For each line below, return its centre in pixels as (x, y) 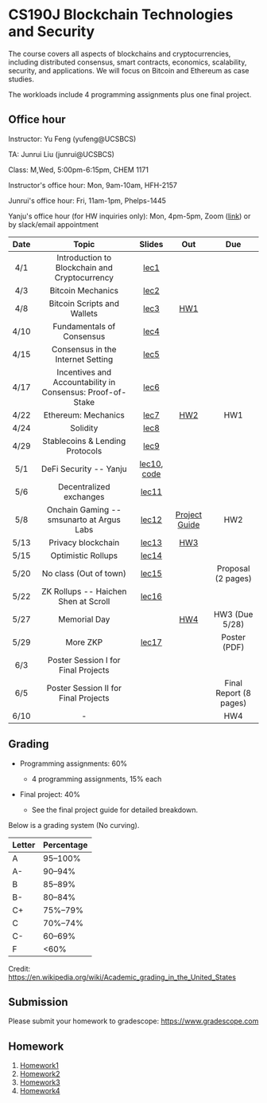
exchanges (84, 497)
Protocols (84, 450)
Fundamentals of (84, 326)
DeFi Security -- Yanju (84, 469)
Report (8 (234, 693)
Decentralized (84, 486)
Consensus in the (84, 349)
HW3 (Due (233, 614)
